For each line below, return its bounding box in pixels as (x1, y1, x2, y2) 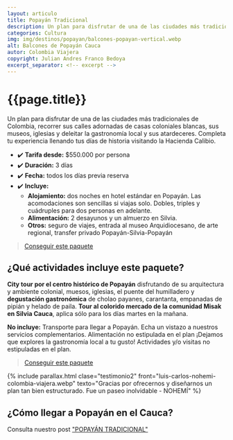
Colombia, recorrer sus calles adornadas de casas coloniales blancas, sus (7, 122, 219, 130)
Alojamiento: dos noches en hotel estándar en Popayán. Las (27, 191, 201, 200)
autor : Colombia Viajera (7, 49, 79, 56)
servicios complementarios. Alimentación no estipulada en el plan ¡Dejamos (7, 331, 223, 339)
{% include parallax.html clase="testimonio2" (7, 372, 137, 380)
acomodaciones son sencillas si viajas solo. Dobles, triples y (27, 199, 200, 207)
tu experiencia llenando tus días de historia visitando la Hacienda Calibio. (7, 137, 216, 145)
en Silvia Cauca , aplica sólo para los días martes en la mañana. (7, 310, 189, 318)
